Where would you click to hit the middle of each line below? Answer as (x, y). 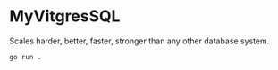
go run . (25, 57)
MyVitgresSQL (65, 16)
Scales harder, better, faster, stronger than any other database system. (139, 41)
